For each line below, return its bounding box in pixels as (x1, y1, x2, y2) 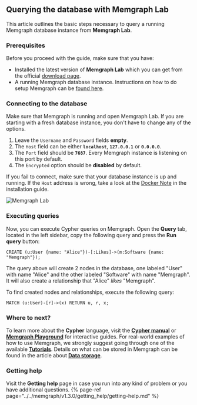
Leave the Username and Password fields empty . (14, 137, 128, 144)
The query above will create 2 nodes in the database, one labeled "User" (6, 264, 183, 271)
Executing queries (6, 212, 59, 220)
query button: (6, 238, 40, 245)
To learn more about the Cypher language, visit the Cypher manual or (6, 327, 176, 334)
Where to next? (6, 313, 51, 321)
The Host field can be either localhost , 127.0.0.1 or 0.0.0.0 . (14, 143, 162, 150)
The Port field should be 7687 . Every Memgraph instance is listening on (14, 150, 187, 157)
